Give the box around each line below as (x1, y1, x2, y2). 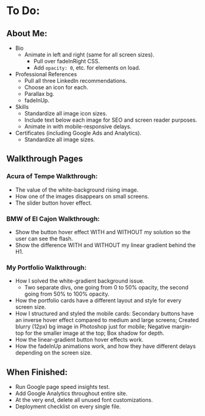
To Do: (6, 4, 40, 18)
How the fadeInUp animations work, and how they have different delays (15, 342, 196, 350)
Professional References (15, 71, 78, 77)
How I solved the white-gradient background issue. (15, 277, 145, 285)
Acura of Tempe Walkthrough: (6, 172, 98, 181)
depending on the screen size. (15, 349, 92, 356)
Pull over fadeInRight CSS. (33, 58, 100, 65)
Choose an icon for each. (24, 84, 89, 91)
